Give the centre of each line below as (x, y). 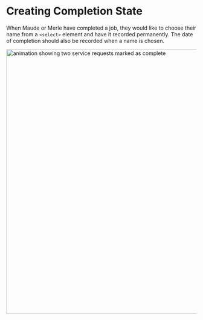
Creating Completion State (75, 11)
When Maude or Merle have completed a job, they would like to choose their (101, 28)
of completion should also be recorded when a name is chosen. (85, 41)
